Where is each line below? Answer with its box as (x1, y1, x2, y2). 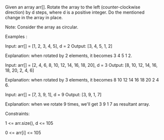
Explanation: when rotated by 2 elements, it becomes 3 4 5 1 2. (5, 53, 133, 58)
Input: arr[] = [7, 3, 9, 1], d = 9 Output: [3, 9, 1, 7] (5, 92, 102, 97)
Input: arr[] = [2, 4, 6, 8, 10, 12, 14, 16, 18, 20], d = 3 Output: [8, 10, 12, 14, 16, (5, 62, 158, 68)
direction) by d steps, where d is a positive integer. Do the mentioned (5, 9, 145, 15)
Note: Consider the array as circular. (5, 24, 79, 30)
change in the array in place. (5, 15, 63, 20)
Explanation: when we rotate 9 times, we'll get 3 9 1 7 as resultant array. (5, 101, 150, 107)
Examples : (5, 34, 27, 39)
